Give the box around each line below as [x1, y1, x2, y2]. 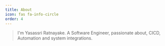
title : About [5, 7, 32, 12]
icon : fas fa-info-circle [5, 12, 58, 17]
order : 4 [5, 16, 23, 21]
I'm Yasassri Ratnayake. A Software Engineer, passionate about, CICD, [17, 30, 161, 36]
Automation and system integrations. [17, 35, 93, 41]
